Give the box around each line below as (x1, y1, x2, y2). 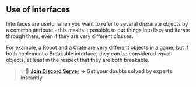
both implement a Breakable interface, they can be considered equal (6, 50, 171, 57)
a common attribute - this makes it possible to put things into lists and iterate (6, 26, 190, 33)
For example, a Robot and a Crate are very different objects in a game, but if (6, 44, 188, 51)
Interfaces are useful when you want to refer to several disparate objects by (6, 20, 188, 27)
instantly (20, 74, 43, 81)
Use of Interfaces (6, 5, 71, 15)
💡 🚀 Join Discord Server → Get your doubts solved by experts (20, 67, 173, 75)
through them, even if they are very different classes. (6, 32, 134, 40)
